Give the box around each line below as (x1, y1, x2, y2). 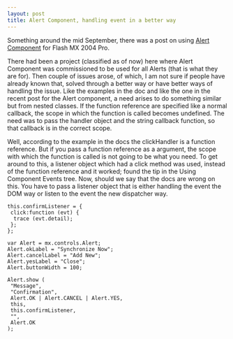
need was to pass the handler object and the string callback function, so (7, 116, 215, 124)
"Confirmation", (10, 288, 58, 296)
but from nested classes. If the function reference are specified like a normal (7, 101, 227, 110)
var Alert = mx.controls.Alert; (7, 239, 101, 247)
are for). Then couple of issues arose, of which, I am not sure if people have (7, 71, 225, 80)
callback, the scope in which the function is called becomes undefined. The (7, 109, 225, 117)
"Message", (10, 282, 42, 289)
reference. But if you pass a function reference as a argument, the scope (7, 145, 216, 153)
